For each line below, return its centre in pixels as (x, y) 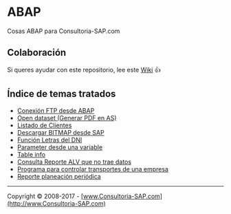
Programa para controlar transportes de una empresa (92, 169)
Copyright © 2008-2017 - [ (45, 196)
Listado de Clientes (44, 125)
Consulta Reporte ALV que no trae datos (74, 162)
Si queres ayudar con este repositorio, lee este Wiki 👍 (84, 69)
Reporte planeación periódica (59, 176)
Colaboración (37, 53)
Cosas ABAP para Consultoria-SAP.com (64, 31)
